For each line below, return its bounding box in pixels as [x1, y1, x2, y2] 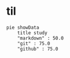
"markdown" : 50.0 [17, 35, 64, 41]
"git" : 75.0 [17, 40, 51, 46]
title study [17, 29, 47, 36]
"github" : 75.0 [17, 46, 59, 52]
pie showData [6, 24, 40, 31]
